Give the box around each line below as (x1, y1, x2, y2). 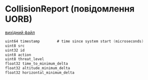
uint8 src (5, 43, 25, 48)
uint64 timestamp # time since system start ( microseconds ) (5, 39, 144, 44)
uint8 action (5, 52, 31, 57)
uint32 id (5, 48, 25, 53)
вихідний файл (5, 29, 35, 35)
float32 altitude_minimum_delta (5, 66, 70, 71)
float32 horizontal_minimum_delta (5, 70, 75, 75)
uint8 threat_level (5, 57, 44, 62)
